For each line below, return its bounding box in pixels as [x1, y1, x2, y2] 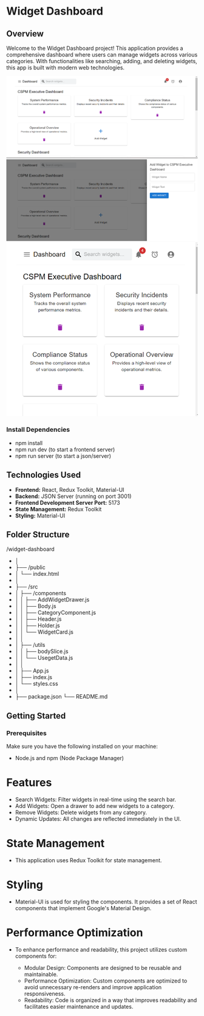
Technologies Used [6, 470, 81, 480]
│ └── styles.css [15, 680, 59, 688]
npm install [15, 439, 43, 446]
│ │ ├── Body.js [15, 603, 56, 610]
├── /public [15, 564, 46, 571]
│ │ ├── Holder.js [15, 622, 60, 629]
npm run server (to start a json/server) [15, 452, 111, 460]
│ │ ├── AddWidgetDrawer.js [15, 596, 90, 603]
